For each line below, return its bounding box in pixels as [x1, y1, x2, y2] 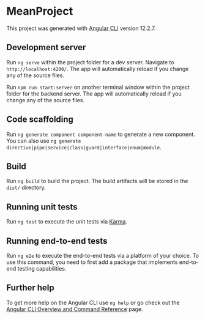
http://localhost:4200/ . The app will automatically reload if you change [6, 65, 189, 72]
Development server [6, 42, 86, 53]
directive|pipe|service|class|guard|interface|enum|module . [6, 143, 162, 151]
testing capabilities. [17, 265, 67, 272]
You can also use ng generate [6, 137, 81, 144]
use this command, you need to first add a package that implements [6, 258, 178, 266]
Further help [6, 283, 55, 293]
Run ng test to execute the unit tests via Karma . [6, 218, 127, 225]
